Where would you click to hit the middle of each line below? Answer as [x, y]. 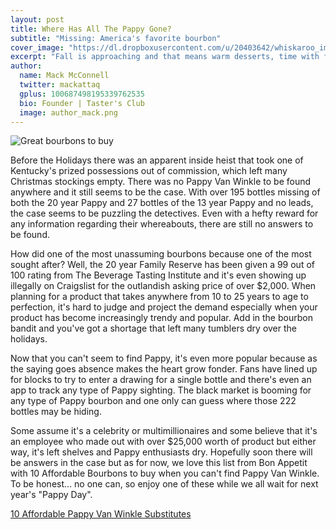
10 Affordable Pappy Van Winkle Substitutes [101, 514]
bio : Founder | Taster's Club [82, 103]
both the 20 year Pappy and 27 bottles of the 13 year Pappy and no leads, [162, 203]
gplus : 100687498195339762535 [82, 94]
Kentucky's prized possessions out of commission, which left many [149, 171]
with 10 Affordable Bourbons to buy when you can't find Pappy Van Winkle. [165, 473]
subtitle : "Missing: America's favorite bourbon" [116, 38]
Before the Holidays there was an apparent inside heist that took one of [157, 160]
